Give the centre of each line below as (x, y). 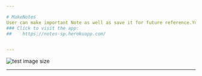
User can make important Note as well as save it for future (84, 22)
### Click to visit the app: (43, 28)
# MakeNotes (21, 17)
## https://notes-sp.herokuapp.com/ (56, 34)
